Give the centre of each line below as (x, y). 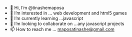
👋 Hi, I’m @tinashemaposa (37, 8)
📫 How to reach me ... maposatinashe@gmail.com (62, 29)
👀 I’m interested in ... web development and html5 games (68, 13)
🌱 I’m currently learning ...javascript (46, 18)
